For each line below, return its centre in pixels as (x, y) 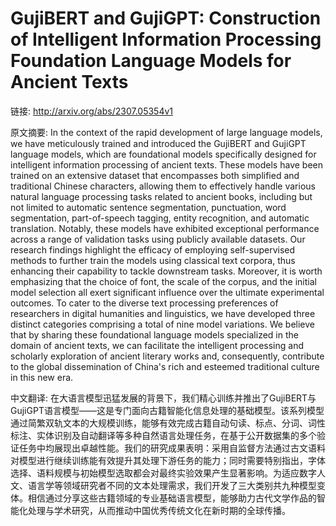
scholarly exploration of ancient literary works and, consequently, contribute (167, 356)
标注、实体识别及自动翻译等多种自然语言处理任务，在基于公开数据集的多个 (163, 435)
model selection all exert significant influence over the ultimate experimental (167, 292)
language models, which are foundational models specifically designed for (163, 154)
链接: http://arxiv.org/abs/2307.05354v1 (92, 111)
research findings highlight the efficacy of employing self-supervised (153, 249)
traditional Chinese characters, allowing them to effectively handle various (163, 186)
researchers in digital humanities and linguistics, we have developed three (163, 313)
